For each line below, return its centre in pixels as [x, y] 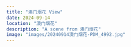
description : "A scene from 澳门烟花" [54, 29]
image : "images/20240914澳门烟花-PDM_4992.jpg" [66, 35]
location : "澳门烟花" [32, 23]
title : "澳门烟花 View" [34, 12]
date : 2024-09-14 [28, 18]
